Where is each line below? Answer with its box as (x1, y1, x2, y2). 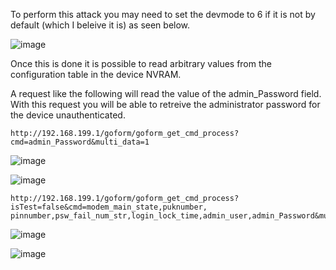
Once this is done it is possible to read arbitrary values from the (10, 58, 272, 69)
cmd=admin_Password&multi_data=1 (10, 137, 150, 147)
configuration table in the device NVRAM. (10, 69, 182, 80)
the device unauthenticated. (10, 109, 126, 121)
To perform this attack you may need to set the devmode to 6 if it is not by (10, 9, 316, 20)
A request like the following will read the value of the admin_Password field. (10, 88, 322, 99)
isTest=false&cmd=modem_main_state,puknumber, (10, 202, 208, 212)
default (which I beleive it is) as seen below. (10, 19, 191, 31)
